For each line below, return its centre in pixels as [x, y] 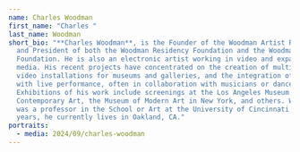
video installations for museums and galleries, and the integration [149, 76]
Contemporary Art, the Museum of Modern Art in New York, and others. [151, 101]
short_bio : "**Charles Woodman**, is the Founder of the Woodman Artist [147, 42]
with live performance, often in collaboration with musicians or [143, 84]
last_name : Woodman [45, 34]
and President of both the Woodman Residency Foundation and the [141, 51]
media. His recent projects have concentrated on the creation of [143, 68]
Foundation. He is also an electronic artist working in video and [145, 59]
